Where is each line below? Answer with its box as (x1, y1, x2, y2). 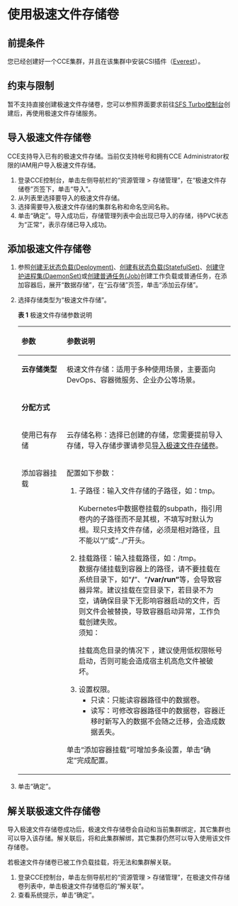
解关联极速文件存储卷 (7, 805, 101, 817)
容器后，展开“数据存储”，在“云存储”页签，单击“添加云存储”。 (23, 281, 202, 289)
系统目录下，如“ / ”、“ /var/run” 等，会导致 (78, 575, 215, 585)
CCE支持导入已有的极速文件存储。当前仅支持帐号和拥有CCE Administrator (7, 152, 223, 160)
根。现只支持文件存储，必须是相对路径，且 (78, 525, 221, 535)
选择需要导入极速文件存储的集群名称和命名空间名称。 (17, 202, 174, 211)
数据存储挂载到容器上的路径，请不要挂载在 (78, 564, 221, 574)
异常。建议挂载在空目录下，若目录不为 (85, 585, 214, 595)
